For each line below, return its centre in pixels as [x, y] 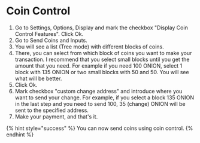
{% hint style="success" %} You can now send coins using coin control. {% [100, 128]
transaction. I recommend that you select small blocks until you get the [102, 59]
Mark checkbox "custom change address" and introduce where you [99, 91]
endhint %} [20, 134]
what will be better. [38, 78]
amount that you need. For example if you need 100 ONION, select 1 [99, 66]
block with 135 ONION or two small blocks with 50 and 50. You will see [102, 72]
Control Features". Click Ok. [49, 34]
